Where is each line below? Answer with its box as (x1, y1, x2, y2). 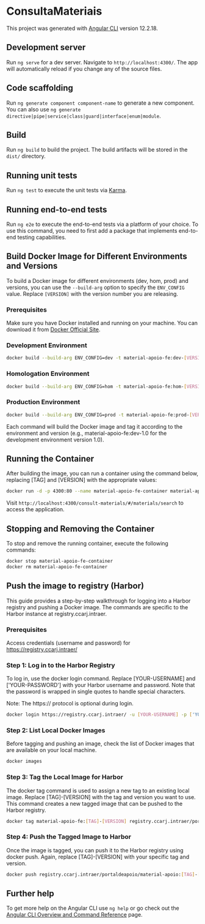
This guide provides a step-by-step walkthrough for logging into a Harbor (6, 597, 191, 604)
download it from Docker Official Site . (6, 326, 101, 333)
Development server (6, 42, 86, 53)
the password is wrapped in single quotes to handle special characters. (6, 688, 185, 696)
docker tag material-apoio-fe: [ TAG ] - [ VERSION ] (6, 818, 127, 824)
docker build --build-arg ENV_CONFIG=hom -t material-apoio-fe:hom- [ (6, 383, 187, 389)
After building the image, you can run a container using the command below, (6, 470, 199, 477)
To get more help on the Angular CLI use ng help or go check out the (6, 904, 179, 912)
